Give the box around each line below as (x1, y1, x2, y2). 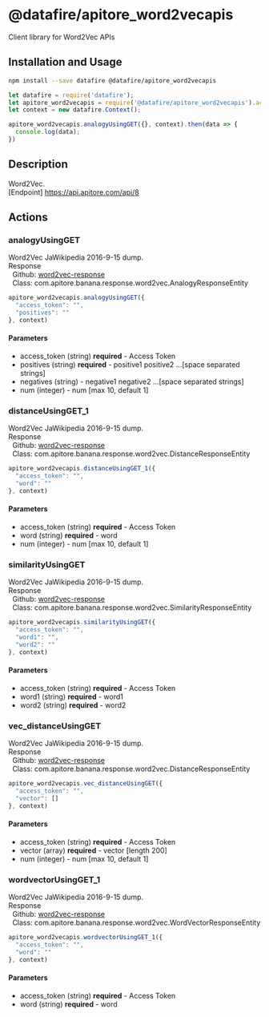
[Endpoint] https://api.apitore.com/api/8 (8, 187, 140, 197)
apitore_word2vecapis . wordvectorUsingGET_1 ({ (8, 934, 163, 942)
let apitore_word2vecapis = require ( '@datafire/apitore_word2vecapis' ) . (8, 99, 256, 107)
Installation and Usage (8, 55, 122, 69)
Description (8, 158, 68, 172)
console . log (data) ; (15, 128, 81, 136)
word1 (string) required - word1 (19, 692, 124, 701)
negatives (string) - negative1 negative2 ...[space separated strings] (19, 377, 244, 386)
